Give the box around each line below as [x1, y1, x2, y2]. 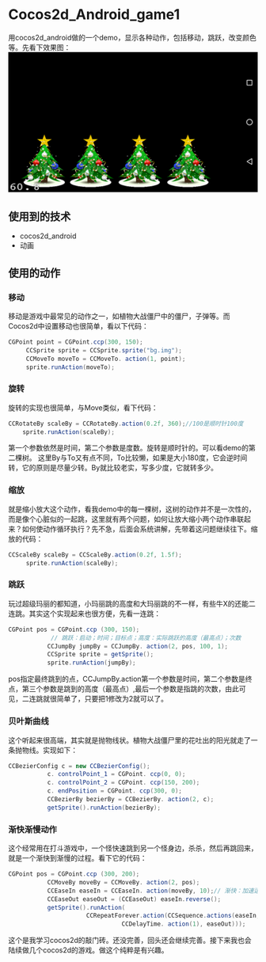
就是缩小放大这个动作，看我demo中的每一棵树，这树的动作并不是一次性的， [8, 504, 256, 514]
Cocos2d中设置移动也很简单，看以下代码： [8, 321, 149, 330]
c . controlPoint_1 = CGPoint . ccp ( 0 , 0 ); [47, 770, 186, 778]
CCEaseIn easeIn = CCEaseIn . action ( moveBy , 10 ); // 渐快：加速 [47, 887, 255, 895]
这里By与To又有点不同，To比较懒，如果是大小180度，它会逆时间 [37, 453, 248, 462]
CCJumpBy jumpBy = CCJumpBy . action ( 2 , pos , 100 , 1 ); [47, 642, 229, 650]
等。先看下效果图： [8, 42, 71, 52]
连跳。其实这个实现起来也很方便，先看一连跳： [8, 608, 161, 618]
